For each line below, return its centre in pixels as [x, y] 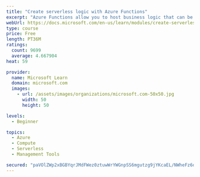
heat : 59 [17, 61]
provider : [18, 72]
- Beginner [25, 121]
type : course [22, 28]
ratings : [17, 45]
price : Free [21, 34]
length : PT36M [24, 39]
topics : [16, 132]
